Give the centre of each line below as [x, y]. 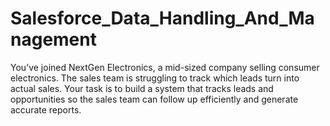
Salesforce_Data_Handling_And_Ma [162, 18]
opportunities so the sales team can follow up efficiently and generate [154, 99]
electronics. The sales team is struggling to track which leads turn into [155, 78]
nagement [53, 39]
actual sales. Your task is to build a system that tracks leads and [142, 88]
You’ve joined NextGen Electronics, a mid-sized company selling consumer [165, 67]
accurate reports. [46, 109]
